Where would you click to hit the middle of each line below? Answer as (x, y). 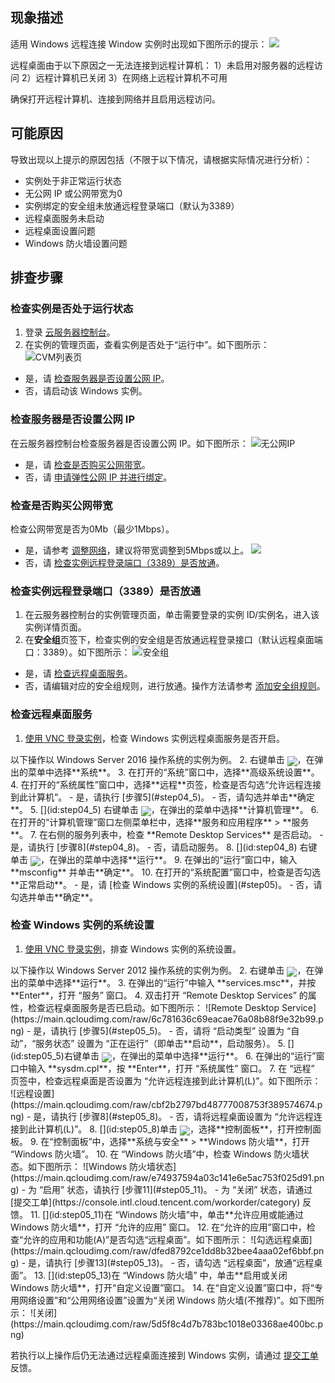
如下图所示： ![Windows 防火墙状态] (102, 1166)
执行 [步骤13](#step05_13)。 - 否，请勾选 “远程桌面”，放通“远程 (184, 1262)
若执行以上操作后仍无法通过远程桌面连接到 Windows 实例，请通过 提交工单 (164, 1355)
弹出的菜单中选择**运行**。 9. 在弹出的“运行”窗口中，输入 (177, 859)
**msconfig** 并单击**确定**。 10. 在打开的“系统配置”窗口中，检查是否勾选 (165, 872)
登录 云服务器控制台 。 (70, 332)
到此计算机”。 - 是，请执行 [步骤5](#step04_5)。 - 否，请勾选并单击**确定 (162, 797)
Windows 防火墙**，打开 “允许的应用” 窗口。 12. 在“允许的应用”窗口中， (158, 1227)
